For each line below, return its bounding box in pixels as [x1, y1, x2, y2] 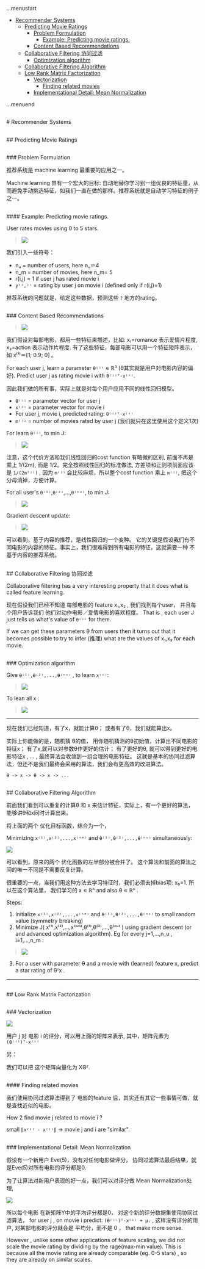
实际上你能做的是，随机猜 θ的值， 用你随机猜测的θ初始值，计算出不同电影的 [6, 737, 198, 745]
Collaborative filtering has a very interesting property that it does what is [6, 582, 189, 590]
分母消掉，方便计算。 [6, 476, 60, 483]
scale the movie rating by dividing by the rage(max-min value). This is [6, 1243, 182, 1250]
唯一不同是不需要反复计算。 [16, 866, 87, 873]
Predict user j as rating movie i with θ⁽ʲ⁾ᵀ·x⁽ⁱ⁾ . [16, 372, 135, 379]
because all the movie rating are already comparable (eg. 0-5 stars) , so [6, 1249, 187, 1256]
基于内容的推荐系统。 [6, 551, 60, 559]
